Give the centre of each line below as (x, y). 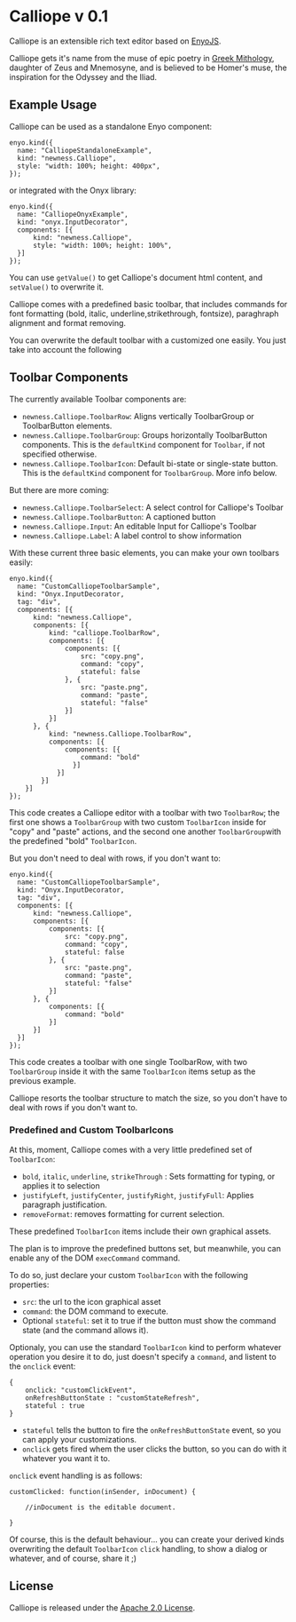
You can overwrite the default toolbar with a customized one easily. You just (148, 340)
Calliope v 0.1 (59, 16)
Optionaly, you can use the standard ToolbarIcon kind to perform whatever (145, 1347)
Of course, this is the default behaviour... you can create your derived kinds (147, 1539)
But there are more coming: (59, 489)
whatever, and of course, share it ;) (73, 1558)
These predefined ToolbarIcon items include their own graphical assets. (140, 1231)
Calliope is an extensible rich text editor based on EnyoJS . (115, 41)
